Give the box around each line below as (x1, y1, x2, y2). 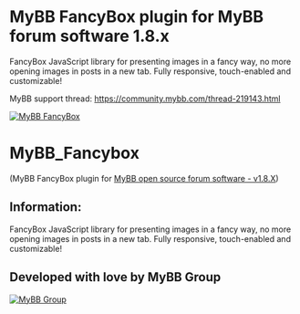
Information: (9, 199, 82, 215)
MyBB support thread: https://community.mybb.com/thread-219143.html (9, 93, 281, 104)
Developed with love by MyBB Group (9, 269, 222, 285)
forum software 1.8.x (9, 26, 171, 47)
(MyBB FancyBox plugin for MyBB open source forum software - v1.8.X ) (9, 173, 280, 183)
